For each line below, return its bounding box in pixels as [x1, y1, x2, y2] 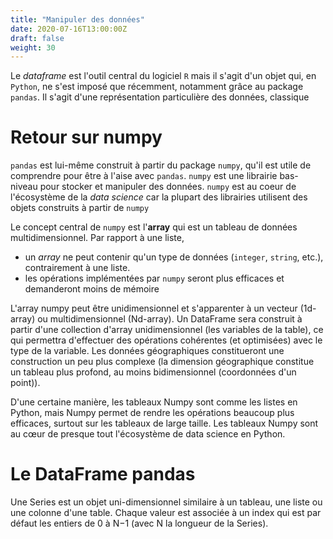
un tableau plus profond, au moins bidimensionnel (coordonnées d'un [10, 366, 297, 378]
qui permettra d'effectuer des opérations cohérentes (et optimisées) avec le [10, 334, 323, 346]
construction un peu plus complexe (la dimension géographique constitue [10, 356, 315, 368]
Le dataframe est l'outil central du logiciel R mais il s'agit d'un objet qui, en [10, 70, 317, 82]
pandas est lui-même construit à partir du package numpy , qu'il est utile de [10, 159, 312, 171]
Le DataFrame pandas [10, 463, 196, 486]
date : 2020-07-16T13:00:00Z [10, 24, 128, 34]
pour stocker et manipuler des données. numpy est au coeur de [39, 181, 297, 193]
